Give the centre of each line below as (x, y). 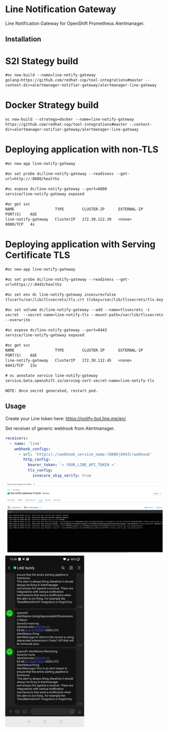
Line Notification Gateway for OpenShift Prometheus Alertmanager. (75, 23)
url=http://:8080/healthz (32, 179)
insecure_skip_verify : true (62, 476)
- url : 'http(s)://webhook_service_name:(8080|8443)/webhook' (85, 454)
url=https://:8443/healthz (34, 284)
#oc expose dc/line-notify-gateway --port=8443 (56, 330)
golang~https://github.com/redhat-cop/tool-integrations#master (74, 80)
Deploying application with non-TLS (82, 150)
